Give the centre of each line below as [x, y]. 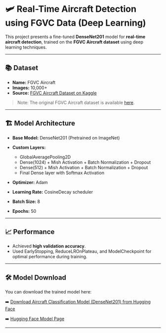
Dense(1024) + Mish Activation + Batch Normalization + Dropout [85, 162]
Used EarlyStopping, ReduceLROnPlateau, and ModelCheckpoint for [82, 251]
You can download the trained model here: [48, 292]
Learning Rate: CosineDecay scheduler [52, 192]
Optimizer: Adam [30, 182]
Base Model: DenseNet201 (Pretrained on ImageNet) [66, 138]
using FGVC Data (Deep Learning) [76, 23]
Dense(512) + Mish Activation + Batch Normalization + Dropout [84, 167]
